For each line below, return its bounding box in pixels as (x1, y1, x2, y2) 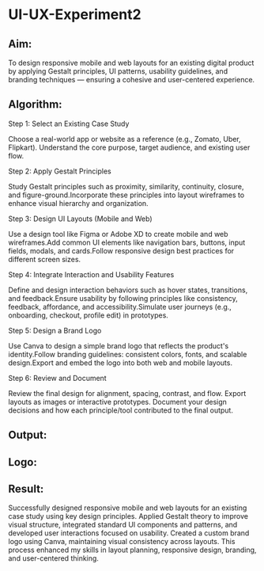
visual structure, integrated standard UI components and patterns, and (8, 520, 238, 530)
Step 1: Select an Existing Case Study (8, 119, 130, 128)
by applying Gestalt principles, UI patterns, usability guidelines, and (8, 67, 228, 76)
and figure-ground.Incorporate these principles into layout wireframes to (8, 190, 245, 200)
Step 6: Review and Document (8, 373, 107, 383)
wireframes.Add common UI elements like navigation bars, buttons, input (8, 238, 246, 247)
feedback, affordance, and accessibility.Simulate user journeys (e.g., (8, 302, 232, 311)
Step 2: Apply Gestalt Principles (8, 166, 112, 176)
